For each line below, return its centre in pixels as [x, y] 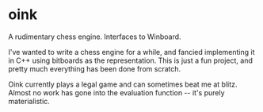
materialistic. [29, 101]
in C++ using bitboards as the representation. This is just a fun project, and [131, 60]
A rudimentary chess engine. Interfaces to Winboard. [95, 37]
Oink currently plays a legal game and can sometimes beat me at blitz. [123, 84]
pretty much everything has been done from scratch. [95, 68]
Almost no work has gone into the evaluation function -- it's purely [116, 92]
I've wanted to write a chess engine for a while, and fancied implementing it [131, 52]
